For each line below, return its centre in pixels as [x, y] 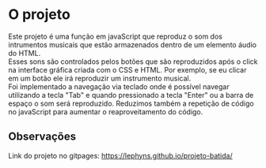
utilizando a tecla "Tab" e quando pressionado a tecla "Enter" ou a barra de [131, 95]
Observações [42, 137]
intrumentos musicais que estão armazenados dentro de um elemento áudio [133, 44]
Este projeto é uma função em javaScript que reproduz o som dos [116, 36]
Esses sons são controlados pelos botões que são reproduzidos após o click [133, 62]
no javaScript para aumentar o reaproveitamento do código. [106, 111]
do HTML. [25, 53]
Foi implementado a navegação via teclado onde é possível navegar [119, 86]
